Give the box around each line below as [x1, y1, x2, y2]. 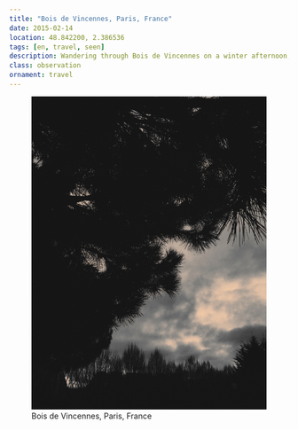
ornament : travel [9, 71, 74, 80]
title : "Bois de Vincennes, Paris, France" [9, 14, 173, 23]
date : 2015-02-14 [9, 23, 74, 33]
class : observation [9, 61, 82, 70]
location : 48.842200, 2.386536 [9, 33, 125, 42]
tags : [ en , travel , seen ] [9, 43, 105, 51]
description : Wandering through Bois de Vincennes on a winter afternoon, [9, 51, 292, 61]
